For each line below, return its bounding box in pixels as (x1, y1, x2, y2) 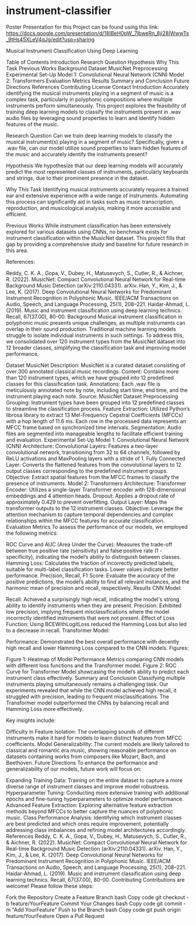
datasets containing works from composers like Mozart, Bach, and (6, 753, 166, 760)
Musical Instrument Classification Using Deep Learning (6, 47, 138, 54)
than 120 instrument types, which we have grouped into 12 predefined (6, 374, 174, 381)
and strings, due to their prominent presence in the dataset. (6, 174, 149, 181)
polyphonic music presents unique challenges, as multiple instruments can (6, 319, 185, 326)
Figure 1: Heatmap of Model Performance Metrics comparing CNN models (6, 655, 184, 662)
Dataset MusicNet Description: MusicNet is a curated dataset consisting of (6, 362, 185, 369)
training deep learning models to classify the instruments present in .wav (6, 108, 181, 115)
